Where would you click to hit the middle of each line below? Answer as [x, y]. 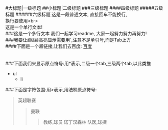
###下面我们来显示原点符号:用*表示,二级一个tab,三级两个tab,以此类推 [78, 63]
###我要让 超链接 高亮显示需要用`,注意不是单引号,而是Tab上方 [68, 40]
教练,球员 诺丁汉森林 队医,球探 [75, 122]
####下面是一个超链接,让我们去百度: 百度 [49, 46]
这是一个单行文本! [24, 27]
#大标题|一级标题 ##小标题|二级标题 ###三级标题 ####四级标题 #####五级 [84, 8]
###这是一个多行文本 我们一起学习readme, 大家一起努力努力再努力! [76, 33]
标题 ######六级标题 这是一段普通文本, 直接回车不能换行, [66, 14]
